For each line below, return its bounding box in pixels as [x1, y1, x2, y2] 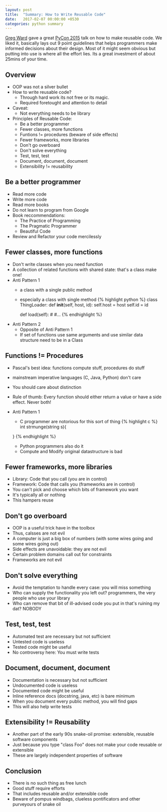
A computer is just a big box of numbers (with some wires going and [12, 536, 153, 541]
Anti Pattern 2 [12, 321, 41, 327]
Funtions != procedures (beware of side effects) [19, 132, 119, 138]
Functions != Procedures [5, 351, 84, 360]
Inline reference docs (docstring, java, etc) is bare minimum [12, 693, 135, 699]
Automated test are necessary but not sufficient [12, 633, 111, 639]
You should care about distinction [12, 384, 82, 390]
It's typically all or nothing [12, 492, 66, 498]
